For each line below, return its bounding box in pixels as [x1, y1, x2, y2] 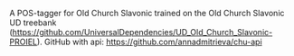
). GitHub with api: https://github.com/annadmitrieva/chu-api [36, 36, 262, 47]
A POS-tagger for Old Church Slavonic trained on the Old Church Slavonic [9, 8, 285, 18]
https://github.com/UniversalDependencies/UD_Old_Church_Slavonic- [12, 27, 273, 37]
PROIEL [9, 36, 38, 47]
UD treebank [9, 17, 57, 28]
